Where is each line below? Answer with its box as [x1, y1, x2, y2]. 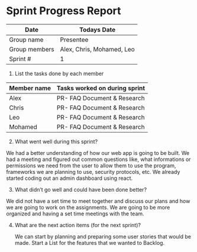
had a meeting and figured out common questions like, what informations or [6, 156, 191, 163]
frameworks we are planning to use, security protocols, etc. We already [6, 168, 180, 175]
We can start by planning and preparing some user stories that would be [14, 232, 191, 240]
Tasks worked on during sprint [56, 84, 146, 92]
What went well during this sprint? [14, 138, 98, 145]
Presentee [60, 35, 89, 44]
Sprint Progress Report [6, 4, 121, 18]
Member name [9, 84, 51, 92]
